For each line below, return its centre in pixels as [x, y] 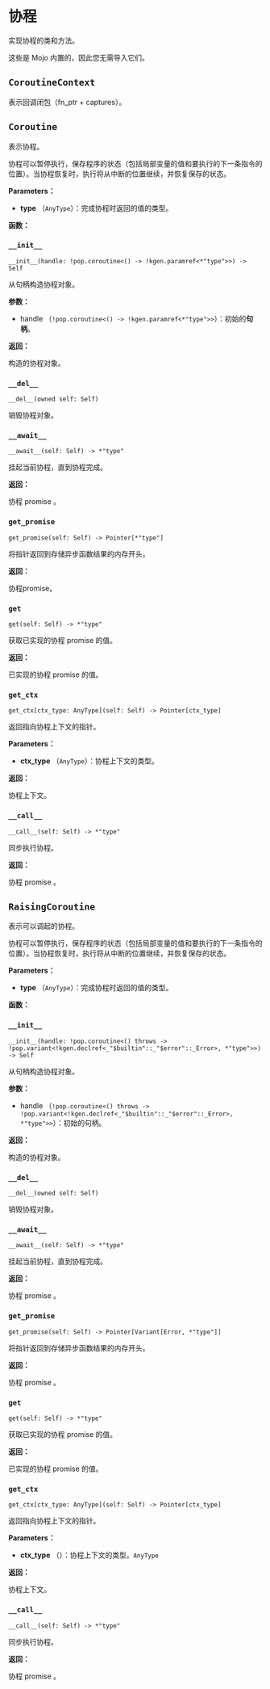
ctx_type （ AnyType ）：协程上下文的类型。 [89, 761]
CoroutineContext [52, 83]
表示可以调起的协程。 [44, 926]
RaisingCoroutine [52, 907]
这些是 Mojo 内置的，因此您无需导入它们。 [79, 57]
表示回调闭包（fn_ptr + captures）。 [67, 102]
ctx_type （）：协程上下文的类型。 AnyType [89, 1555]
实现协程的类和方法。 [44, 40]
